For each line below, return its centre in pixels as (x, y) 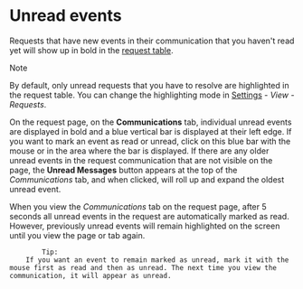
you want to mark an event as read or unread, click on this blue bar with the (150, 141)
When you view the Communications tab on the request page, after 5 (138, 206)
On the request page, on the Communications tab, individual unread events (151, 122)
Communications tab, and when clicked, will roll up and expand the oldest (147, 179)
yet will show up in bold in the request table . (91, 50)
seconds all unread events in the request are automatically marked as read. (149, 216)
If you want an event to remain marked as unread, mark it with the (157, 260)
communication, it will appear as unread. (90, 275)
